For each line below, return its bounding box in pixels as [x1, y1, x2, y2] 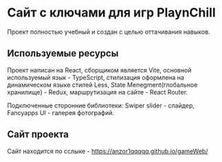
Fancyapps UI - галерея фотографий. [7, 108, 115, 117]
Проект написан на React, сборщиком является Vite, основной [7, 65, 192, 74]
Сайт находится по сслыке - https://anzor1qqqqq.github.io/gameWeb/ [7, 147, 208, 155]
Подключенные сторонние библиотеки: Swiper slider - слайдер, [7, 101, 195, 110]
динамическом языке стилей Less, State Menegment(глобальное [7, 81, 198, 89]
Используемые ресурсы [7, 48, 119, 59]
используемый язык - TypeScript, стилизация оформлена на [7, 73, 184, 81]
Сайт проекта [7, 129, 69, 141]
